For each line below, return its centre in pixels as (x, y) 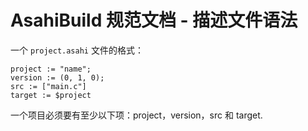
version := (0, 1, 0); (57, 77)
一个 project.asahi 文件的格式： (77, 50)
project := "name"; (51, 69)
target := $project (51, 95)
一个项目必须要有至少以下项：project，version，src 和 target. (136, 115)
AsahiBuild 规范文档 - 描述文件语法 (154, 20)
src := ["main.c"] (48, 86)
